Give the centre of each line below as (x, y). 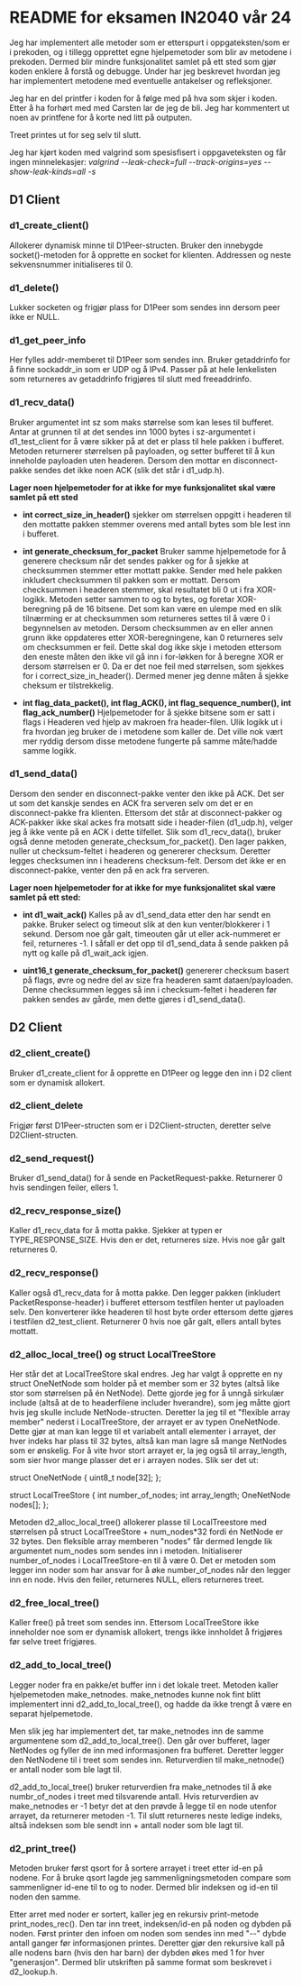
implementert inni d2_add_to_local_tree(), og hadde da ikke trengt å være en (151, 1704)
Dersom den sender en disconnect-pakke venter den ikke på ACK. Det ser (147, 793)
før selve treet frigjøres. (53, 1642)
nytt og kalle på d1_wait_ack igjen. (85, 953)
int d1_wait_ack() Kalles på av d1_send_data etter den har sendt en (146, 914)
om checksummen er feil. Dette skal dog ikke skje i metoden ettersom (152, 646)
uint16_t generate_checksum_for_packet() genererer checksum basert (156, 970)
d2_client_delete (46, 1105)
